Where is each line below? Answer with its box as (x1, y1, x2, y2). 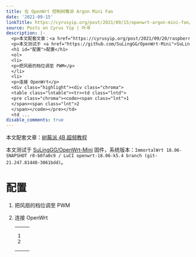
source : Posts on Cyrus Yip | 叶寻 (6, 25, 91, 31)
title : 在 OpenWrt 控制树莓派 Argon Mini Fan (6, 8, 114, 15)
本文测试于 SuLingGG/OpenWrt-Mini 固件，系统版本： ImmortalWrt (6, 147, 164, 154)
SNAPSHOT (6, 153, 27, 159)
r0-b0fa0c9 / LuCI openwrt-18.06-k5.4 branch (29, 153, 142, 159)
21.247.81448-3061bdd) (6, 160, 61, 166)
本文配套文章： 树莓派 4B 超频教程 (6, 134, 87, 141)
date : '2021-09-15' (6, 14, 54, 20)
